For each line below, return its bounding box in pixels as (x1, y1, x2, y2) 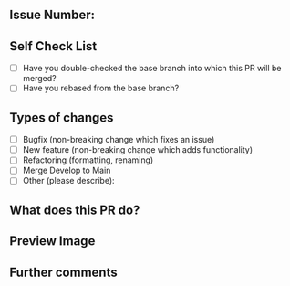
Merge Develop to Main (22, 164, 111, 176)
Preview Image (9, 233, 96, 249)
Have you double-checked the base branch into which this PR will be (22, 63, 282, 74)
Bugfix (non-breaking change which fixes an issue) (22, 134, 215, 145)
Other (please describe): (22, 175, 116, 186)
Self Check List (9, 38, 98, 54)
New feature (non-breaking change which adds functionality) (22, 144, 254, 155)
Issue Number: (9, 7, 96, 23)
